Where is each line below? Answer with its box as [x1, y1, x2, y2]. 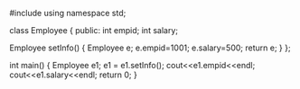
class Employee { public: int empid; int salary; [9, 25, 179, 35]
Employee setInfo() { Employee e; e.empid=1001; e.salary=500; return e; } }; [9, 42, 291, 53]
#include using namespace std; [9, 8, 127, 18]
